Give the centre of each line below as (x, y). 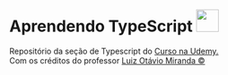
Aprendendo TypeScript (101, 26)
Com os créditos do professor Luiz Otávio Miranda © (107, 60)
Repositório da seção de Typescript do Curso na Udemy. (114, 51)
